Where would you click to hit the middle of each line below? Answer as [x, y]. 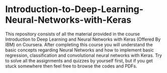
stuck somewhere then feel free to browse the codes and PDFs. [71, 66]
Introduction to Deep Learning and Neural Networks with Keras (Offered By [83, 39]
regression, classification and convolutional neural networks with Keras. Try [84, 55]
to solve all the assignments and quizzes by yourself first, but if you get [79, 60]
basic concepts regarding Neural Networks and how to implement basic [80, 50]
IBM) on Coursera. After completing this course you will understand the [79, 44]
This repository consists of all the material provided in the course [72, 34]
